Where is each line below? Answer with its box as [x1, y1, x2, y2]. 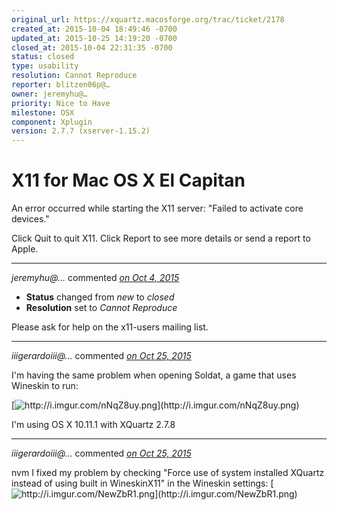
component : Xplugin [11, 117, 93, 127]
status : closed [11, 52, 75, 62]
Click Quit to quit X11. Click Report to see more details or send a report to [11, 232, 311, 245]
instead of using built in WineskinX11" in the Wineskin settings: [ [11, 477, 274, 490]
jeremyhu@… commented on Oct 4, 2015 [11, 272, 180, 284]
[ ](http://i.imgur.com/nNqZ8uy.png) [11, 399, 300, 411]
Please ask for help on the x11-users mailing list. [11, 321, 209, 333]
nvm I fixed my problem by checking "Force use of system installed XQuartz [11, 467, 325, 479]
